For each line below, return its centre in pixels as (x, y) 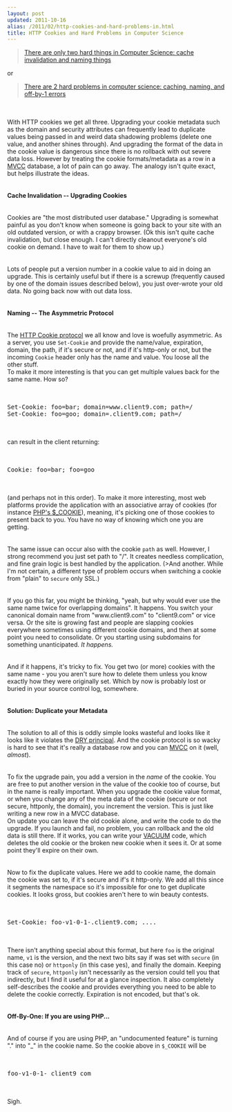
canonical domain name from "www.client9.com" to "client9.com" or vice (112, 615)
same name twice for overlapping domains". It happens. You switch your (110, 608)
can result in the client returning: (54, 442)
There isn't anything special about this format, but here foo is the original (111, 950)
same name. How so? (38, 379)
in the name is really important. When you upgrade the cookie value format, (115, 792)
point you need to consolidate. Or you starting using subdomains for (104, 638)
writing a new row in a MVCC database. (63, 814)
